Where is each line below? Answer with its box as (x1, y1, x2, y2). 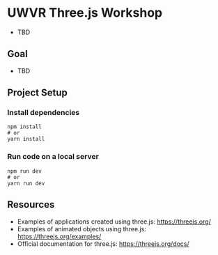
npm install (7, 123, 42, 130)
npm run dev (7, 167, 42, 175)
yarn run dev (7, 180, 45, 187)
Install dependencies (7, 108, 80, 118)
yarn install (7, 136, 45, 143)
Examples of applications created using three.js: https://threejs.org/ (17, 217, 211, 226)
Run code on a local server (7, 152, 99, 162)
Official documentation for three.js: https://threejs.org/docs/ (17, 239, 189, 248)
